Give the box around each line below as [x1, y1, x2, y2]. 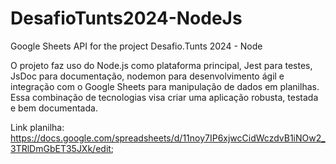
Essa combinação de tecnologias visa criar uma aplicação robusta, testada [10, 91, 319, 103]
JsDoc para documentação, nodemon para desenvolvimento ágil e [10, 70, 285, 82]
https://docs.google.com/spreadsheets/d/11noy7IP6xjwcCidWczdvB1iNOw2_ [10, 132, 326, 144]
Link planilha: [10, 121, 65, 133]
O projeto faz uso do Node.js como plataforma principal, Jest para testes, [10, 59, 313, 71]
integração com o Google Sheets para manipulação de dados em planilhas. [10, 80, 320, 92]
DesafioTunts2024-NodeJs [10, 7, 243, 30]
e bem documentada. [10, 102, 98, 114]
